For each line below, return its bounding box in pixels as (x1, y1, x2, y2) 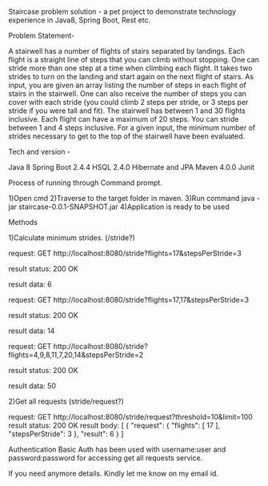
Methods (8, 218, 38, 227)
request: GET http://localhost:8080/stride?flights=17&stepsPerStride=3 (8, 248, 242, 258)
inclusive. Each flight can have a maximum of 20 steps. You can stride (8, 114, 239, 123)
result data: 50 (8, 381, 57, 391)
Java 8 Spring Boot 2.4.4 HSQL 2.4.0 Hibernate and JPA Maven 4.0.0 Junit (8, 163, 254, 171)
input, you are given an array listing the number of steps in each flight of (8, 80, 246, 90)
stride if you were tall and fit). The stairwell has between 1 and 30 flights (8, 106, 246, 115)
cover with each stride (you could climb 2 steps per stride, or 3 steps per (8, 98, 249, 106)
